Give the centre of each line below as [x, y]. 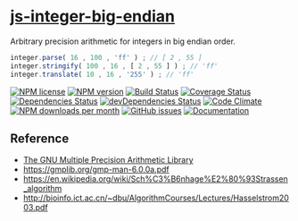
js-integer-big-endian [92, 17]
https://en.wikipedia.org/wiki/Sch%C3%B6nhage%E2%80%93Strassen [155, 179]
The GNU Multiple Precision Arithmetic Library [108, 160]
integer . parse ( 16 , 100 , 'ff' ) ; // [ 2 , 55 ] [106, 57]
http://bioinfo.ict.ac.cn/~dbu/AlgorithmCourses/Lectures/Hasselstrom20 [156, 198]
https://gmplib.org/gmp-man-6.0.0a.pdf [96, 170]
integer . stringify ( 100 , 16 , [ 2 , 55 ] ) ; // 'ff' [114, 66]
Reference [40, 138]
